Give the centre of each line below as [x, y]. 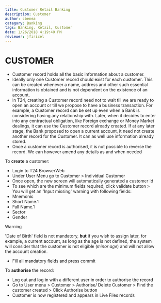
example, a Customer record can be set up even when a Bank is [76, 110]
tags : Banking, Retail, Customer [39, 28]
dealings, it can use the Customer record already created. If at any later [83, 126]
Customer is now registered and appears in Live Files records [73, 295]
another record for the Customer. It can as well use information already [83, 136]
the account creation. [26, 251]
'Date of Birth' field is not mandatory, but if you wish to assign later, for [76, 236]
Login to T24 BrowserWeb [38, 170]
